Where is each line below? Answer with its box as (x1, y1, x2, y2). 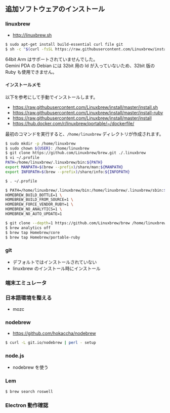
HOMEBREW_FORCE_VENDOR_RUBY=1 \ (5, 202, 73, 207)
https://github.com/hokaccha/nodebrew (12, 330, 96, 337)
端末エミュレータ (5, 279, 47, 286)
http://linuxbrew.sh (12, 32, 52, 38)
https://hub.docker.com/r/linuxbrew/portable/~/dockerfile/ (12, 120, 135, 126)
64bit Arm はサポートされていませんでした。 (5, 56, 98, 63)
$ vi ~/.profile (5, 155, 39, 160)
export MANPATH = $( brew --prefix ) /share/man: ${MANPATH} (5, 165, 123, 170)
